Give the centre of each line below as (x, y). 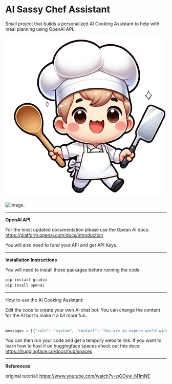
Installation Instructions (31, 260)
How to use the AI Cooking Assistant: (45, 300)
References (18, 366)
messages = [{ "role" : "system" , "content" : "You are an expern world (81, 331)
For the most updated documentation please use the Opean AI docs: (77, 229)
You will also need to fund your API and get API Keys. (61, 245)
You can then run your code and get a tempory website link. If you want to (83, 340)
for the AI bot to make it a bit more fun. (46, 315)
